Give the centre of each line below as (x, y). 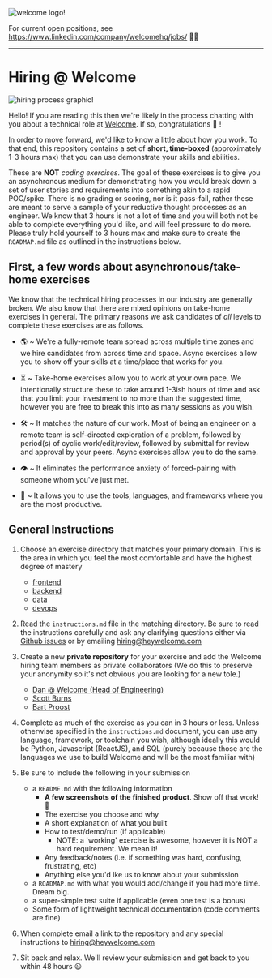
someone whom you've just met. (74, 479)
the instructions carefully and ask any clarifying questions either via (133, 632)
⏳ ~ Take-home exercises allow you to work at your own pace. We (131, 378)
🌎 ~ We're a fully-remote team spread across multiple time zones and (137, 341)
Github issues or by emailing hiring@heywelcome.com (111, 641)
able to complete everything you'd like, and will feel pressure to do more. (130, 224)
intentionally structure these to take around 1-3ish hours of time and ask (140, 389)
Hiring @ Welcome (72, 77)
